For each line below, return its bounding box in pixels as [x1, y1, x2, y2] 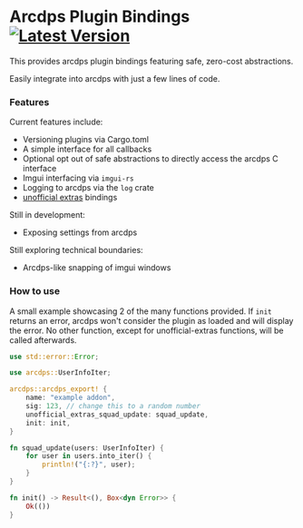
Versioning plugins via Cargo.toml [22, 134, 150, 145]
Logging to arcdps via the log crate [22, 182, 154, 193]
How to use [9, 285, 61, 298]
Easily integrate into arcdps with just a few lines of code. [9, 73, 220, 83]
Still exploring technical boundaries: [9, 245, 143, 256]
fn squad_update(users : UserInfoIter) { [9, 443, 165, 453]
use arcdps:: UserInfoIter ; [9, 368, 112, 377]
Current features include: [9, 116, 103, 128]
